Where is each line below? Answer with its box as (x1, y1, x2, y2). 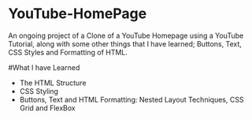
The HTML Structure (19, 78, 87, 87)
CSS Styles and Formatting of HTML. (8, 47, 128, 57)
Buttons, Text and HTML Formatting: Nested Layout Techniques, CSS (19, 95, 244, 104)
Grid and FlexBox (19, 103, 76, 113)
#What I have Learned (8, 62, 80, 72)
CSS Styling (19, 86, 59, 95)
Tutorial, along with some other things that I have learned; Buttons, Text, (8, 39, 243, 48)
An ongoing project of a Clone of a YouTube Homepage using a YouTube (8, 31, 244, 40)
